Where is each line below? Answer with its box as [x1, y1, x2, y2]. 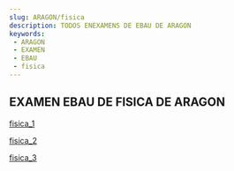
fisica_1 [9, 118, 35, 129]
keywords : [9, 29, 46, 38]
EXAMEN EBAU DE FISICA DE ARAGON [9, 94, 225, 110]
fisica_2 [9, 135, 38, 145]
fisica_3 [9, 152, 37, 163]
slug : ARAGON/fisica [9, 12, 86, 22]
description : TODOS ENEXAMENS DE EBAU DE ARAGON [9, 21, 192, 30]
